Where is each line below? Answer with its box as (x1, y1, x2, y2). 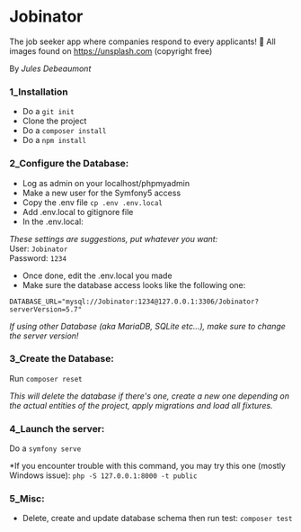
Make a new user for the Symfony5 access (22, 187, 181, 198)
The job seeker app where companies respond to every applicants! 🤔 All (9, 36, 276, 47)
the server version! (9, 330, 79, 341)
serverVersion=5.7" (9, 304, 83, 314)
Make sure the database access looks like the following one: (22, 279, 246, 290)
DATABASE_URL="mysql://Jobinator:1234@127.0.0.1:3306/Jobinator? (9, 297, 259, 306)
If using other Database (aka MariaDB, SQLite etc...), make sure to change (9, 320, 286, 331)
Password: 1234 (9, 252, 67, 263)
